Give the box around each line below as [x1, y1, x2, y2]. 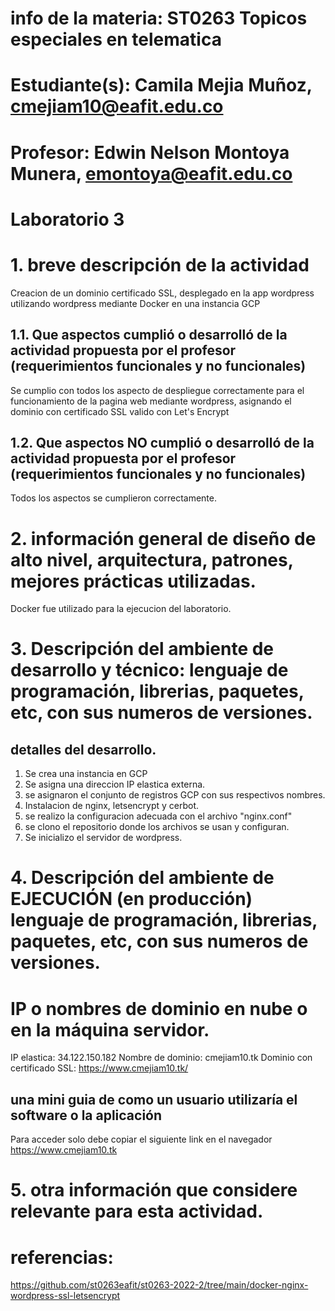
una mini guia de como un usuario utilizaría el [10, 1091, 298, 1108]
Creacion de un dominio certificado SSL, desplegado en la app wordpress [10, 287, 315, 299]
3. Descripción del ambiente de [10, 638, 275, 661]
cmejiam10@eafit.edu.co [10, 95, 224, 118]
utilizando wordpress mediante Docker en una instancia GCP [10, 297, 261, 309]
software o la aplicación [10, 1107, 163, 1124]
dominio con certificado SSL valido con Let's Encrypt [10, 405, 230, 417]
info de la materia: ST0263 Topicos [10, 7, 308, 30]
